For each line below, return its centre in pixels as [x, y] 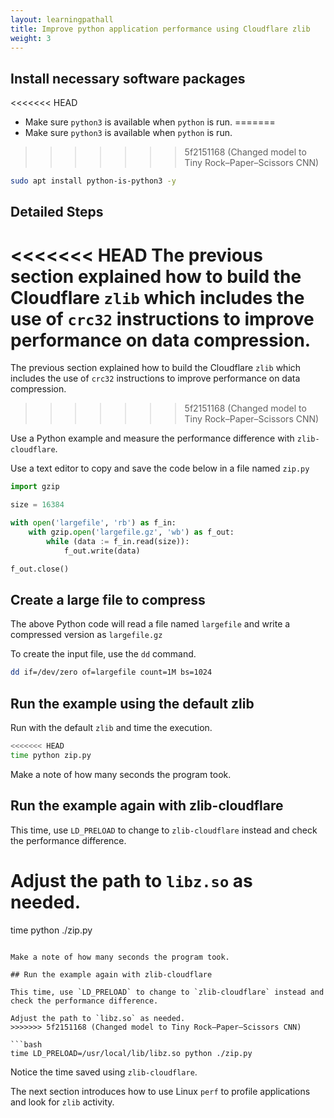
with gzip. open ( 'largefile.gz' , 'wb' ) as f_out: [131, 532]
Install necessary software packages [128, 78]
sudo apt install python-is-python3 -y [93, 181]
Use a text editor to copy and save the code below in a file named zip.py [160, 468]
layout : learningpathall [62, 19]
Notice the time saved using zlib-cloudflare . [104, 1072]
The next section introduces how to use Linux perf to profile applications [160, 1091]
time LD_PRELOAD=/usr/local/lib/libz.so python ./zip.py [131, 1053]
